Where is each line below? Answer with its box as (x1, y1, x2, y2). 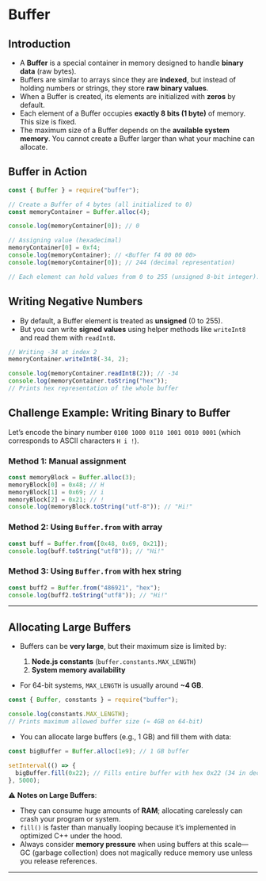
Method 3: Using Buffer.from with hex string (8, 566, 182, 577)
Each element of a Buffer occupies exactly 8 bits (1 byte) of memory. (19, 109, 246, 118)
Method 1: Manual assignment (8, 456, 127, 467)
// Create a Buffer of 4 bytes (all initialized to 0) (8, 200, 193, 208)
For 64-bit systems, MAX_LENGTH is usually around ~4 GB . (19, 681, 203, 690)
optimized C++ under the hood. (19, 831, 123, 841)
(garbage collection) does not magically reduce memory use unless (32, 848, 253, 857)
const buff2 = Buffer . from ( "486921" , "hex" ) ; (8, 584, 161, 592)
